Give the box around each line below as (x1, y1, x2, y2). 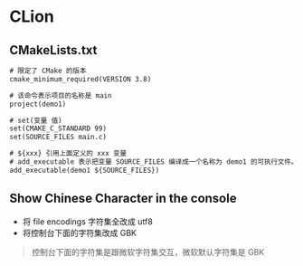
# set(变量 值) (9, 116, 62, 125)
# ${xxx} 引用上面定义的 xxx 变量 (9, 149, 128, 158)
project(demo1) (9, 100, 67, 109)
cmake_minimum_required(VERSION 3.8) (9, 74, 152, 83)
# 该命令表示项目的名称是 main (9, 90, 112, 100)
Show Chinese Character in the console (9, 191, 237, 206)
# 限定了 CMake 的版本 (9, 66, 87, 75)
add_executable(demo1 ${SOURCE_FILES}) (9, 166, 160, 175)
